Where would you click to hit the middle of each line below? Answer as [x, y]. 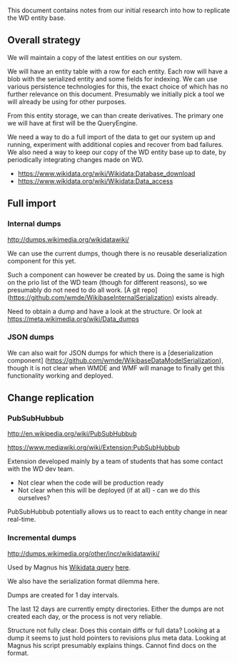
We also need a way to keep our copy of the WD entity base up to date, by [117, 152]
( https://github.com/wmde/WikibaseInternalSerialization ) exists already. [113, 297]
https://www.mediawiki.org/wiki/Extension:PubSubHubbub [94, 447]
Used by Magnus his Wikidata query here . [69, 567]
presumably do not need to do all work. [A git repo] [82, 290]
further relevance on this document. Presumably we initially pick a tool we [116, 94]
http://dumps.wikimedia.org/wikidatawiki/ [69, 239]
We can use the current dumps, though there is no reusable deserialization [117, 253]
